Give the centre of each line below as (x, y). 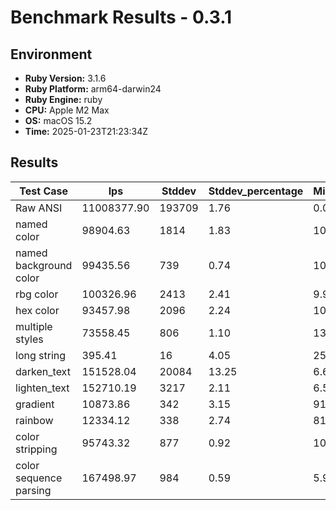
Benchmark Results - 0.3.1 (121, 17)
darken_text (43, 371)
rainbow (34, 420)
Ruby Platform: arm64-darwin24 (93, 89)
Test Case (44, 191)
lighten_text (42, 388)
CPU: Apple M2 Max (67, 110)
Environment (51, 54)
